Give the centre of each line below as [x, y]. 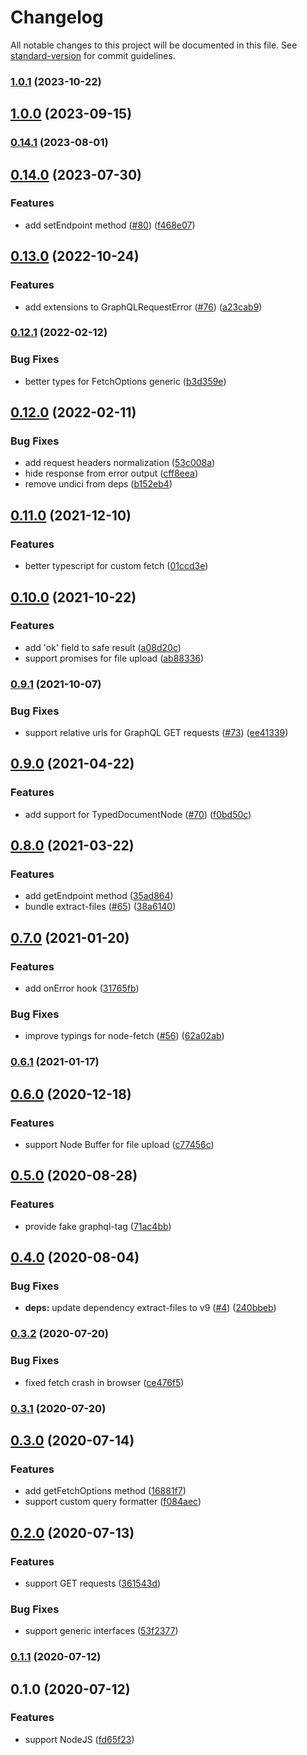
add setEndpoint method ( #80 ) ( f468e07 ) [110, 225]
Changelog [57, 17]
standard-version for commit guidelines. [93, 55]
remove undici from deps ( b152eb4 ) [98, 484]
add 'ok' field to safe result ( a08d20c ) [103, 647]
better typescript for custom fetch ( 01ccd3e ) [116, 566]
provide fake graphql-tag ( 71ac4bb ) [98, 1226]
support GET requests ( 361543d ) [93, 1583]
